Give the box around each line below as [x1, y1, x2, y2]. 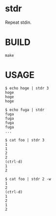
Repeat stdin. [5, 19, 32, 25]
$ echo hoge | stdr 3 [5, 86, 49, 90]
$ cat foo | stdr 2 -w [5, 176, 51, 181]
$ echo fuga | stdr [5, 107, 45, 112]
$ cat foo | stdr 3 [5, 137, 45, 142]
